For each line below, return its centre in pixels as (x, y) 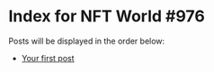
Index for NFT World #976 (107, 16)
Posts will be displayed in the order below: (87, 41)
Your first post (48, 58)
